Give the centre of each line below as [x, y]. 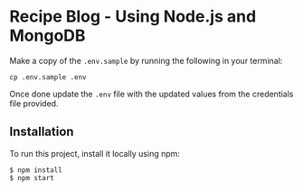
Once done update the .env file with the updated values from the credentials [151, 94]
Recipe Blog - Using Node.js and [133, 17]
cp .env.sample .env [48, 77]
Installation [42, 132]
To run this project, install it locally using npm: [95, 153]
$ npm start [32, 177]
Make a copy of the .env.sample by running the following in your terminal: [146, 60]
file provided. [34, 103]
